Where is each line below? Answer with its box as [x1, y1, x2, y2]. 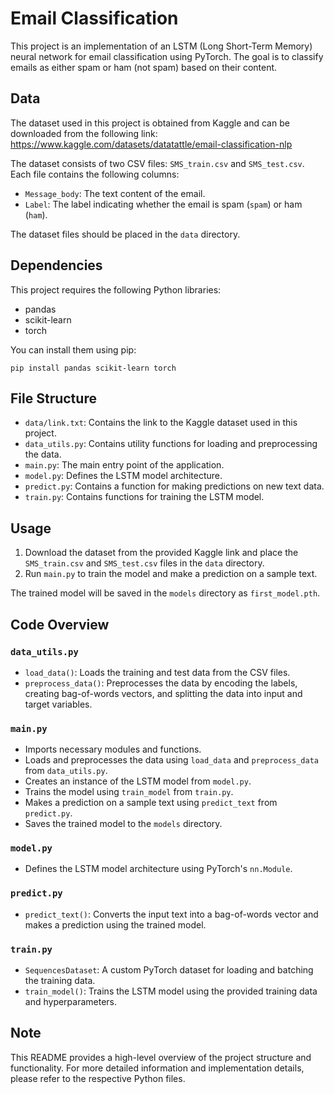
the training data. [24, 975, 96, 987]
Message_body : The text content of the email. [24, 187, 206, 199]
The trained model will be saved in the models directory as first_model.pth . [10, 587, 321, 599]
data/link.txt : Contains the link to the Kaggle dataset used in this [24, 417, 298, 429]
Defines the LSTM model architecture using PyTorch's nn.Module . [24, 863, 293, 875]
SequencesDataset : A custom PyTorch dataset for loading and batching [24, 964, 314, 976]
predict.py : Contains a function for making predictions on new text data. [24, 480, 325, 492]
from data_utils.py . [24, 765, 108, 777]
